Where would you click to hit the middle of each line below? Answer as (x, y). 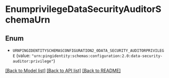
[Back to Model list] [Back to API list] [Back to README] (63, 70)
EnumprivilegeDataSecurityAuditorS (83, 9)
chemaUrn (28, 20)
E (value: (21, 55)
